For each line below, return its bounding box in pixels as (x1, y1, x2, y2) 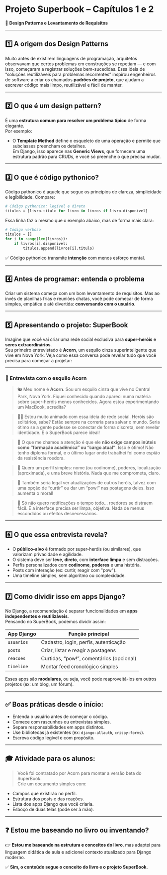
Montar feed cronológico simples (41, 663, 118, 670)
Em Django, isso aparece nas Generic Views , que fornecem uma (12, 148, 146, 154)
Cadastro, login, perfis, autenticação (41, 639, 126, 646)
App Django (7, 630, 36, 637)
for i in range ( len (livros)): (5, 236, 68, 241)
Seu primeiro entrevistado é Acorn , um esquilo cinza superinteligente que (5, 347, 157, 353)
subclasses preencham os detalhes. (12, 143, 86, 149)
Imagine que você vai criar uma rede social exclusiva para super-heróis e (5, 336, 157, 342)
